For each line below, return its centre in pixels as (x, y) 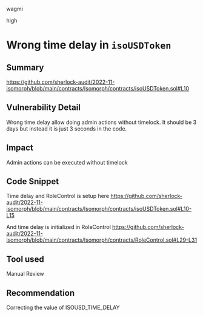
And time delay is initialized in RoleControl (58, 227)
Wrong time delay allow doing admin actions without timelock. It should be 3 (101, 122)
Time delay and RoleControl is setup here (58, 196)
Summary (25, 67)
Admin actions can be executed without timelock (67, 162)
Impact (20, 148)
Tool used (25, 259)
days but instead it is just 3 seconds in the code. (67, 128)
